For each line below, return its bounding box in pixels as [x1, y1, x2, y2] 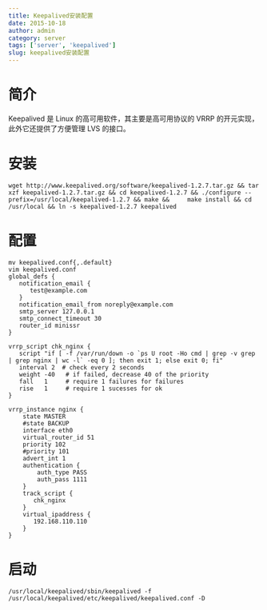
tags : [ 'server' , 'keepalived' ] [8, 42, 116, 50]
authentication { [22, 461, 81, 469]
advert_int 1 [22, 454, 66, 462]
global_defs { [8, 273, 56, 281]
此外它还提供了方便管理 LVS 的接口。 [8, 123, 130, 133]
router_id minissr [18, 321, 81, 329]
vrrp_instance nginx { [8, 405, 84, 413]
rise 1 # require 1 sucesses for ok [18, 385, 162, 393]
